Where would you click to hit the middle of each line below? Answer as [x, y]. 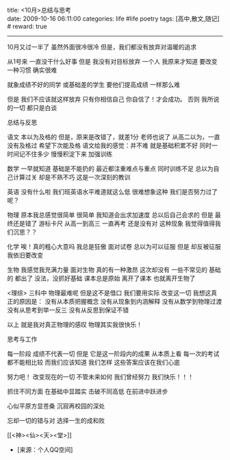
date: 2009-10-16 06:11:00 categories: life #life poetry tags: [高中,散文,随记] [113, 19]
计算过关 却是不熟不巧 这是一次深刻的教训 [72, 177]
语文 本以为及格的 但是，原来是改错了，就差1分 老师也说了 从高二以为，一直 [114, 137]
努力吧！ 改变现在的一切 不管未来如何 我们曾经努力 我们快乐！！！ [100, 377]
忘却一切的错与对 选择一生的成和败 [56, 421]
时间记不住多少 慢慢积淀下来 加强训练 [60, 154]
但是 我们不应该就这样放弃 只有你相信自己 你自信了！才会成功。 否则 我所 [110, 99]
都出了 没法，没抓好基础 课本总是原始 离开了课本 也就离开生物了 [105, 278]
